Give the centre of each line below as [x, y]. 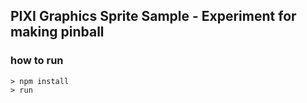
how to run [37, 61]
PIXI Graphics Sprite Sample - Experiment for [153, 16]
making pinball [57, 32]
